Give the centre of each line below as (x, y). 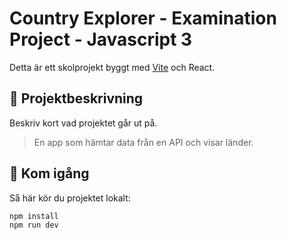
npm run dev (34, 225)
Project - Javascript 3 (101, 39)
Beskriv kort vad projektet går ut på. (83, 123)
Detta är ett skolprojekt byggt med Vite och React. (112, 67)
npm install (34, 216)
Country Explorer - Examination (143, 18)
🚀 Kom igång (49, 173)
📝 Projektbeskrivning (76, 98)
